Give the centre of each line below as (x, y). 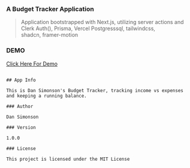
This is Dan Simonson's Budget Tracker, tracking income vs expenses (95, 90)
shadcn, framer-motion (49, 35)
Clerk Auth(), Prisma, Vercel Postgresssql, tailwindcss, (88, 28)
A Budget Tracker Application (50, 9)
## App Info (21, 80)
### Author (20, 106)
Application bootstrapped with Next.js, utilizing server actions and (102, 22)
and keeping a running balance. (46, 96)
